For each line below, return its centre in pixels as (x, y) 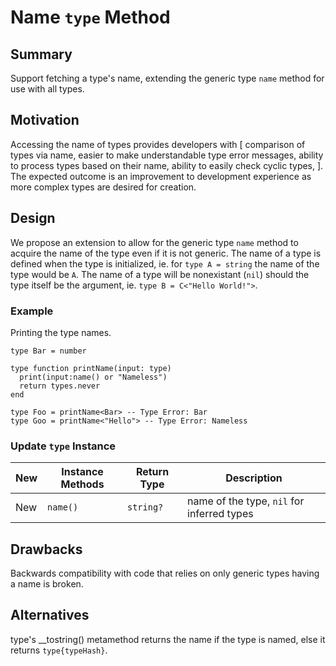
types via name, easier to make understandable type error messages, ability (167, 155)
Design (33, 218)
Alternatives (50, 615)
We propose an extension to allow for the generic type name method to (154, 242)
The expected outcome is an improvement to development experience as (161, 176)
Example (32, 311)
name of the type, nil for (246, 501)
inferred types (220, 514)
